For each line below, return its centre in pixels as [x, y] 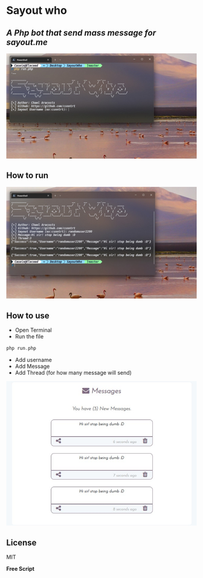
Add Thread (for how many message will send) [73, 372]
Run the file [29, 336]
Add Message [32, 366]
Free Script [21, 569]
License [21, 543]
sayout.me [27, 42]
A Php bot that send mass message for [81, 33]
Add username [34, 360]
